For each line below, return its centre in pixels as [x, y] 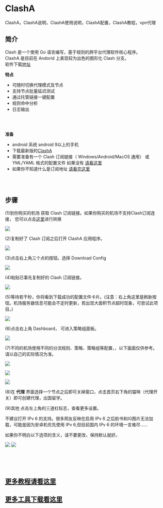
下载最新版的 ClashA [32, 150]
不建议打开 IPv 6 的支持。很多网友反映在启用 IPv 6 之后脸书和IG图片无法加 [79, 418]
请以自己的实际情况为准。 [31, 354]
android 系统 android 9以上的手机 [45, 145]
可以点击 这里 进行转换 [40, 219]
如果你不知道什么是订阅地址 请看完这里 [51, 169]
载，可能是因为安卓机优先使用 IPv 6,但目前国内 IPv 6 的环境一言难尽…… [76, 424]
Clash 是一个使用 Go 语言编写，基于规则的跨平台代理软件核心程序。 [73, 52]
